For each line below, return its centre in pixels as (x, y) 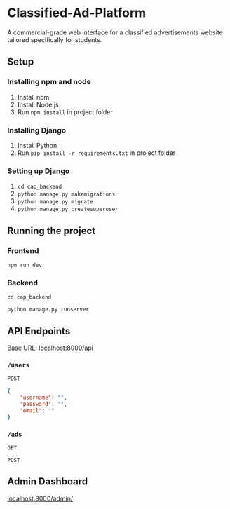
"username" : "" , (44, 398)
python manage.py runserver (48, 310)
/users (19, 365)
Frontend (23, 250)
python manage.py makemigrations (66, 194)
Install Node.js (38, 104)
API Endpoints (39, 331)
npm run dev (25, 265)
